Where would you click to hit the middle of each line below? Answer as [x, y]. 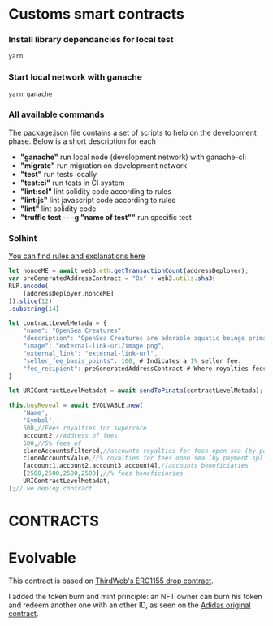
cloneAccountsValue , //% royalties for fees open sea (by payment [136, 458]
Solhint [23, 238]
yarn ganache [30, 94]
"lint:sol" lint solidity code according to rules [96, 191]
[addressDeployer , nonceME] [69, 293]
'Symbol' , [40, 421]
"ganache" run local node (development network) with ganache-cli [133, 157]
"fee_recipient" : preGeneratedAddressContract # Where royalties [136, 369]
